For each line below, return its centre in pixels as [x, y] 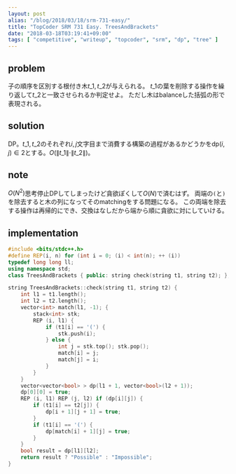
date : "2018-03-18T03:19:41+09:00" [60, 33]
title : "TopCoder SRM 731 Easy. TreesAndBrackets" [83, 27]
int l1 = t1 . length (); [54, 294]
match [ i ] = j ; [78, 353]
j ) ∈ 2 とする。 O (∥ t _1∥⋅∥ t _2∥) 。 [51, 152]
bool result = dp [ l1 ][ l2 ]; [60, 451]
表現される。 [26, 103]
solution [26, 126]
